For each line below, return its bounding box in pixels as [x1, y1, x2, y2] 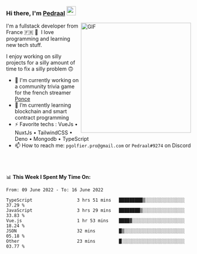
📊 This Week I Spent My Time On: [6, 174, 91, 181]
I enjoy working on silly [6, 53, 62, 60]
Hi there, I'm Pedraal [6, 9, 66, 17]
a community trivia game [14, 83, 75, 90]
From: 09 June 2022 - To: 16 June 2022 [6, 187, 104, 193]
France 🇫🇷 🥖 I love [6, 29, 55, 36]
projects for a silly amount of [6, 59, 76, 66]
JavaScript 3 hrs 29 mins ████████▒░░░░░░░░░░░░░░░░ [6, 208, 185, 214]
